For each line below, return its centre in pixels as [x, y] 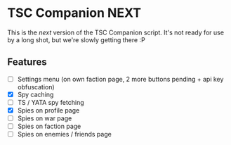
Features [27, 62]
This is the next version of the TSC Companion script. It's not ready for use [116, 32]
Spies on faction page [49, 126]
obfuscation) [36, 87]
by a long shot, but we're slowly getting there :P [76, 39]
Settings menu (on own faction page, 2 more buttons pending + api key [120, 79]
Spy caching [35, 94]
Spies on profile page [48, 110]
